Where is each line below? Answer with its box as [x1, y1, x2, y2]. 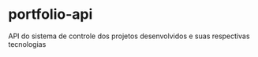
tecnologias [8, 39, 47, 48]
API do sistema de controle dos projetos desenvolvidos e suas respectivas [8, 31, 250, 41]
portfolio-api [8, 5, 93, 23]
